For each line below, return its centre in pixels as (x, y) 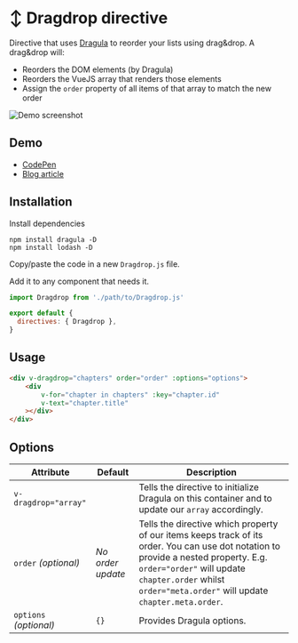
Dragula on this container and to (205, 498)
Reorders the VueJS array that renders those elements (122, 78)
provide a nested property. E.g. (203, 557)
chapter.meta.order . (181, 601)
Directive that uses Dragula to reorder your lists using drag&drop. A (132, 43)
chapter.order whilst (182, 579)
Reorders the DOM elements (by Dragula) (98, 69)
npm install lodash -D (51, 247)
